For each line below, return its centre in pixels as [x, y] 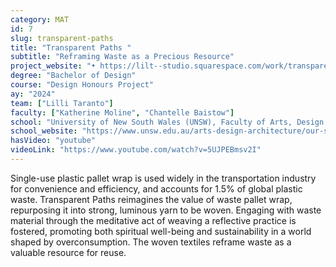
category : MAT [40, 19]
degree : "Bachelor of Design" [73, 76]
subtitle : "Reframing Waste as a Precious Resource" [122, 57]
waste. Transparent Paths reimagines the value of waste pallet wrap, [151, 199]
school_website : [44, 131]
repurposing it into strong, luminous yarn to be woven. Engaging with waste [166, 210]
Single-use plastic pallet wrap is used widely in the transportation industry [163, 178]
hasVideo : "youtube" [53, 141]
